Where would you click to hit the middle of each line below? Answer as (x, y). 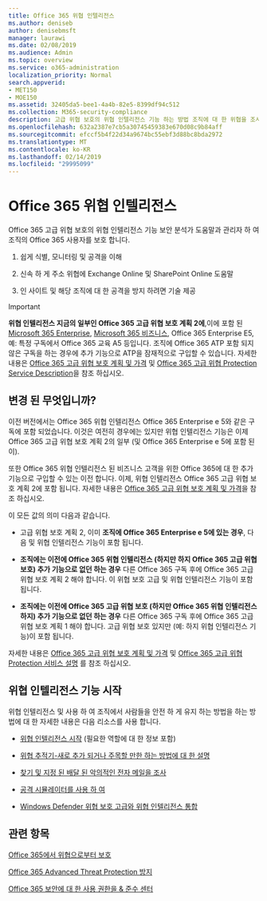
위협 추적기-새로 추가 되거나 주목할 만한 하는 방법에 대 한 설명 (115, 755)
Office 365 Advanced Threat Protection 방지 (80, 871)
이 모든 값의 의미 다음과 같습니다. (59, 515)
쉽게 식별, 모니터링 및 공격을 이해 (71, 257)
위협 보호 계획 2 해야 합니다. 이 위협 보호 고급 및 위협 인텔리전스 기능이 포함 (136, 579)
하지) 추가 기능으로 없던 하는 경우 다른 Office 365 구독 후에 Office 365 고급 (136, 616)
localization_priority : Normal (60, 75)
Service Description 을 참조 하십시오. (66, 373)
